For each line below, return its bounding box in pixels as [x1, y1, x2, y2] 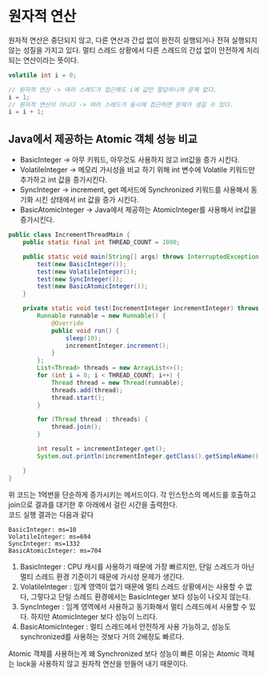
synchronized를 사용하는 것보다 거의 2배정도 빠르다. [19, 631, 185, 641]
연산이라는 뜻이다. [22, 55, 79, 65]
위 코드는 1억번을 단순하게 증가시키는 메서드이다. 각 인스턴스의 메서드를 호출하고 [8, 490, 257, 499]
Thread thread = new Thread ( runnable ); [50, 378, 184, 386]
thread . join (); [50, 423, 102, 431]
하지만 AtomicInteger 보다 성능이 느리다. [30, 611, 158, 621]
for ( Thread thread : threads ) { [37, 415, 149, 424]
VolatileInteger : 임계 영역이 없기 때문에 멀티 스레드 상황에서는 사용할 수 [19, 582, 245, 591]
